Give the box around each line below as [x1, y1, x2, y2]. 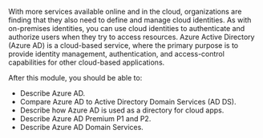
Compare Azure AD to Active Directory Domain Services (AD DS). [19, 97, 237, 106]
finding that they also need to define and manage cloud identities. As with [8, 15, 252, 25]
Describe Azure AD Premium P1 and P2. [19, 114, 152, 123]
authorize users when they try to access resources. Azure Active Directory [8, 32, 255, 41]
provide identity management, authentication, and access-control [8, 49, 225, 58]
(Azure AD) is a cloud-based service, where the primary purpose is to [8, 41, 239, 50]
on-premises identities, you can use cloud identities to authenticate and [8, 24, 245, 33]
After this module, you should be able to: [8, 73, 143, 82]
